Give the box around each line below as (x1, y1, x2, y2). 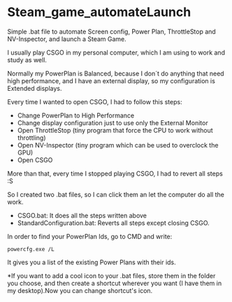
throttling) (17, 134, 46, 142)
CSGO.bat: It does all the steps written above (17, 211, 147, 220)
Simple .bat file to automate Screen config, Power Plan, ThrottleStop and (7, 27, 217, 36)
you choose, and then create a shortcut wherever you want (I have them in (7, 279, 222, 287)
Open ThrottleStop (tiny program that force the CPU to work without (17, 126, 213, 134)
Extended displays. (7, 84, 62, 92)
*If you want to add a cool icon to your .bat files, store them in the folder (7, 271, 216, 280)
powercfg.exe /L (7, 245, 55, 252)
